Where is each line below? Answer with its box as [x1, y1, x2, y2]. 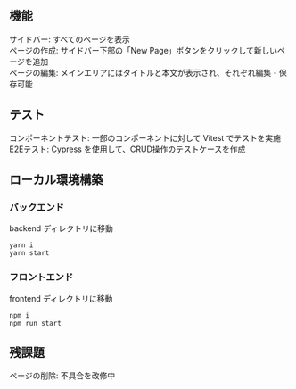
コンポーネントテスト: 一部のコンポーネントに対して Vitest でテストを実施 [9, 132, 282, 143]
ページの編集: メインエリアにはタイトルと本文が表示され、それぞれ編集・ [9, 67, 279, 78]
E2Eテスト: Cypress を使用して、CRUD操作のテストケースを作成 [9, 144, 246, 154]
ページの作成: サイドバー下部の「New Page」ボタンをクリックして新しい [9, 45, 278, 55]
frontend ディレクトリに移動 [9, 293, 113, 303]
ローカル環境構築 [9, 172, 103, 187]
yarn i [9, 241, 34, 250]
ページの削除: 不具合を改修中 [9, 370, 116, 381]
